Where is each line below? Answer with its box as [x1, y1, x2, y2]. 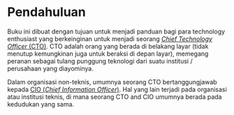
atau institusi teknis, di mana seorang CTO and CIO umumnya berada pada [7, 92, 222, 101]
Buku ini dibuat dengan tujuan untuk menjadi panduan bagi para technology [7, 27, 226, 36]
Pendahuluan [7, 4, 86, 20]
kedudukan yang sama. [7, 100, 75, 108]
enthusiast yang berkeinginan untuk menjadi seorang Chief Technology [7, 34, 213, 43]
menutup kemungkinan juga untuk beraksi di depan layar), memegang [7, 49, 209, 58]
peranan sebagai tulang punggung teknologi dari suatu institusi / [7, 56, 193, 65]
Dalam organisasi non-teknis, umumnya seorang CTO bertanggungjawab [7, 77, 218, 86]
